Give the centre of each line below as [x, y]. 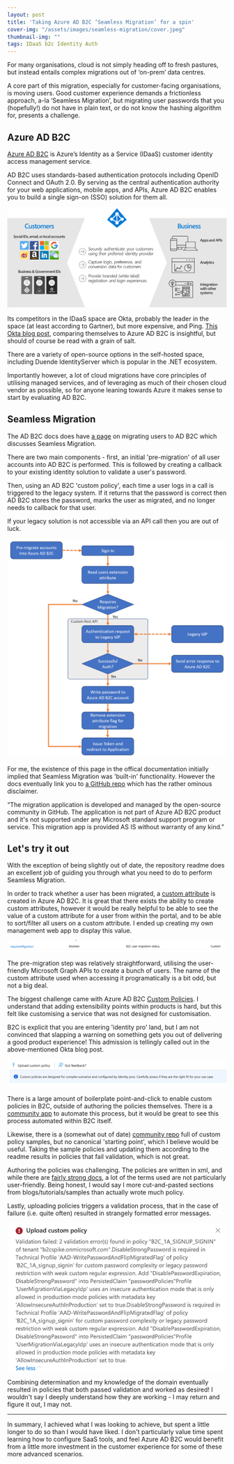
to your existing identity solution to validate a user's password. [97, 472]
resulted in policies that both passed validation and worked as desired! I [110, 1389]
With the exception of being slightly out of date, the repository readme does [116, 865]
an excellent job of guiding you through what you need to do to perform [110, 873]
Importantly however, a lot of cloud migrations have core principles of [107, 375]
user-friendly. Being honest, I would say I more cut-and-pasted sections [110, 1185]
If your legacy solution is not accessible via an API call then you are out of [113, 521]
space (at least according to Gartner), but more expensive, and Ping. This [112, 326]
